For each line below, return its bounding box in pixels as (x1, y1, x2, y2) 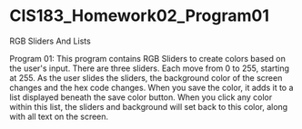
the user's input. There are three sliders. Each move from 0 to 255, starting (9, 63, 289, 74)
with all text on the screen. (9, 111, 109, 122)
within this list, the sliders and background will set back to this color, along (9, 101, 288, 112)
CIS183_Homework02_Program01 (9, 5, 270, 26)
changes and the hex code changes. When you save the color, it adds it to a (9, 82, 294, 93)
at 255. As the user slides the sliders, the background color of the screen (9, 72, 283, 83)
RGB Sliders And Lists (9, 35, 91, 46)
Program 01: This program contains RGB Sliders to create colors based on (9, 53, 287, 64)
